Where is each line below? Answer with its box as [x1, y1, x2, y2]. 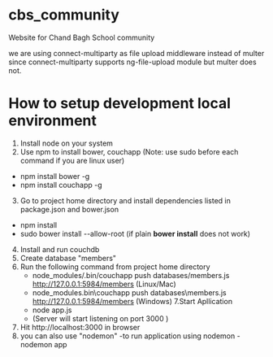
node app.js [32, 305, 72, 315]
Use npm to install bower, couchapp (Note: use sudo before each [19, 146, 239, 156]
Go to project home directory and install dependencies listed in [19, 195, 232, 205]
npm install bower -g [19, 171, 90, 181]
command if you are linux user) [19, 155, 125, 165]
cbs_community [8, 6, 120, 24]
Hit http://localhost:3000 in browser [19, 322, 141, 332]
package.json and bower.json [19, 204, 119, 214]
